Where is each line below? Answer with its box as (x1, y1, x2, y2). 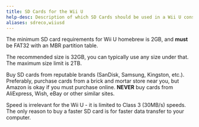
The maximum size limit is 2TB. (6, 60, 82, 67)
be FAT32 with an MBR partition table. (6, 42, 99, 49)
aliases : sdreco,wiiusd (6, 19, 65, 25)
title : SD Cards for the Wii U (6, 8, 84, 15)
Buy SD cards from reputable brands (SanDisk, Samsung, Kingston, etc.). (6, 71, 185, 79)
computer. (6, 114, 31, 121)
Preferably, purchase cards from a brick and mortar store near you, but (6, 77, 179, 84)
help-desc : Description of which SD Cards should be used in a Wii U (6, 14, 182, 20)
